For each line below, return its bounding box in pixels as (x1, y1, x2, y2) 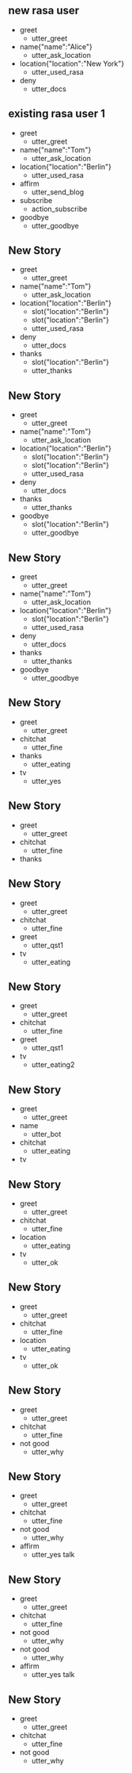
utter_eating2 (31, 1060, 75, 1069)
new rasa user (8, 4, 80, 17)
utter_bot (31, 1130, 62, 1139)
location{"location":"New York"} (19, 59, 125, 68)
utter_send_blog (31, 187, 85, 197)
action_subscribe (31, 204, 88, 213)
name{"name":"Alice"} (19, 41, 93, 52)
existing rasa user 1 (8, 107, 105, 121)
